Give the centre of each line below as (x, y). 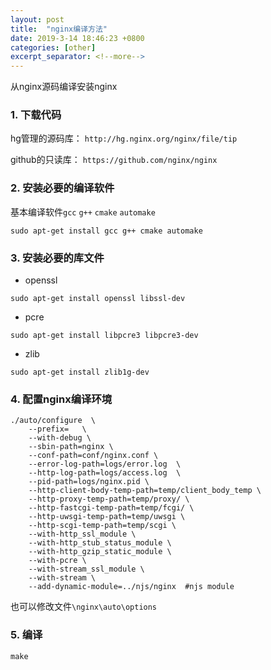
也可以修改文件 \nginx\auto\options (84, 607)
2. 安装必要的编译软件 (62, 188)
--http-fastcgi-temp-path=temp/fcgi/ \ (111, 508)
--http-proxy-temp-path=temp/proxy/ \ (109, 499)
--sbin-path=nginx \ (71, 447)
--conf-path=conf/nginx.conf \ (93, 456)
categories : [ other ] (53, 47)
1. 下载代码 (36, 115)
